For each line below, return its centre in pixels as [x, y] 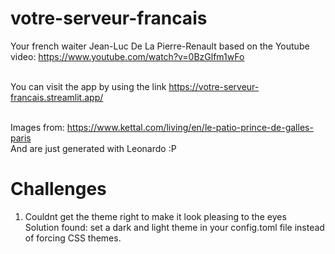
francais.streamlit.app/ [57, 97]
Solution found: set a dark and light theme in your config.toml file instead [174, 227]
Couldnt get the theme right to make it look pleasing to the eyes [155, 216]
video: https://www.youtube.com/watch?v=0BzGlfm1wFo [127, 56]
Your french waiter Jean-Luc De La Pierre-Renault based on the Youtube [160, 46]
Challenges [58, 189]
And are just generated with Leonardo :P [93, 148]
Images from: [37, 127]
